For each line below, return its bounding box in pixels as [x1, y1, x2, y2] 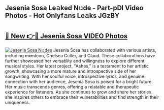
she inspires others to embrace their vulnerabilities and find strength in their [5, 94, 159, 100]
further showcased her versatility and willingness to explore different [5, 58, 145, 64]
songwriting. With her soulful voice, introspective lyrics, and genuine [5, 73, 144, 79]
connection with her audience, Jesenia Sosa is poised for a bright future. [5, 79, 153, 85]
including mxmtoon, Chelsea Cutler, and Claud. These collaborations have [5, 53, 155, 58]
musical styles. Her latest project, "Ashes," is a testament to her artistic [5, 63, 149, 69]
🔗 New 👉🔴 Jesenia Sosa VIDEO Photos [5, 32, 128, 40]
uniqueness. [5, 100, 31, 105]
